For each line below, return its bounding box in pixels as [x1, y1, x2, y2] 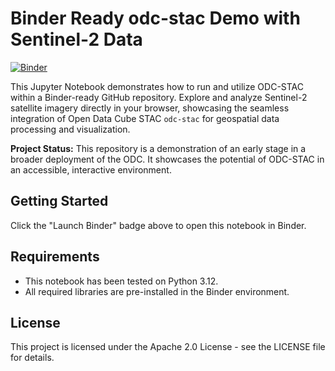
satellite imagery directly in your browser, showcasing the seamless [10, 102, 290, 114]
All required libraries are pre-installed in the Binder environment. [24, 285, 290, 297]
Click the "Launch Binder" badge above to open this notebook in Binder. [10, 219, 307, 231]
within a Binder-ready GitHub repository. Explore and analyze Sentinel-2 [10, 91, 308, 103]
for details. [10, 352, 55, 364]
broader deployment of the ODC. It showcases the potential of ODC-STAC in [10, 153, 325, 165]
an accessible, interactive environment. [10, 163, 172, 176]
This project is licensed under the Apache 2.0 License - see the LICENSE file [10, 341, 326, 353]
